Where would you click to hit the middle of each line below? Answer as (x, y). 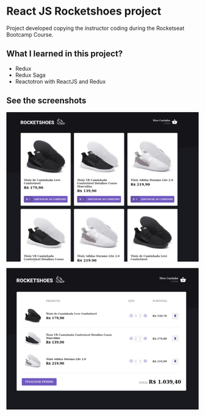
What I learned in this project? (65, 54)
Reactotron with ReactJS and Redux (60, 81)
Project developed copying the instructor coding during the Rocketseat (95, 28)
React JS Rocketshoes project (84, 11)
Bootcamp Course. (30, 34)
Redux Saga (30, 75)
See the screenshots (46, 101)
